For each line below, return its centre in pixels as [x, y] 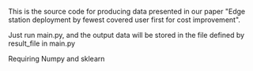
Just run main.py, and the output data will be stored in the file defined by [126, 35]
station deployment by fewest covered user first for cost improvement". [125, 20]
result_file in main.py [42, 43]
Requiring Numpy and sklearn [57, 59]
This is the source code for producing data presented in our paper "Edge [127, 11]
